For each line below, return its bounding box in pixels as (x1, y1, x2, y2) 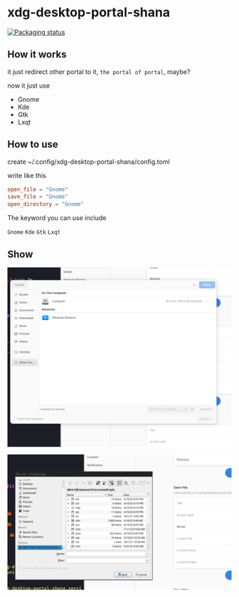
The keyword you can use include (7, 214, 107, 222)
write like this (7, 171, 46, 180)
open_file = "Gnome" (7, 186, 69, 193)
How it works (7, 48, 67, 61)
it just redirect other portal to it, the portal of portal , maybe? (7, 67, 191, 76)
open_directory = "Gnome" (7, 201, 84, 208)
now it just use (7, 81, 51, 90)
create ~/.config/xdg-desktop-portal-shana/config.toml (7, 157, 170, 166)
